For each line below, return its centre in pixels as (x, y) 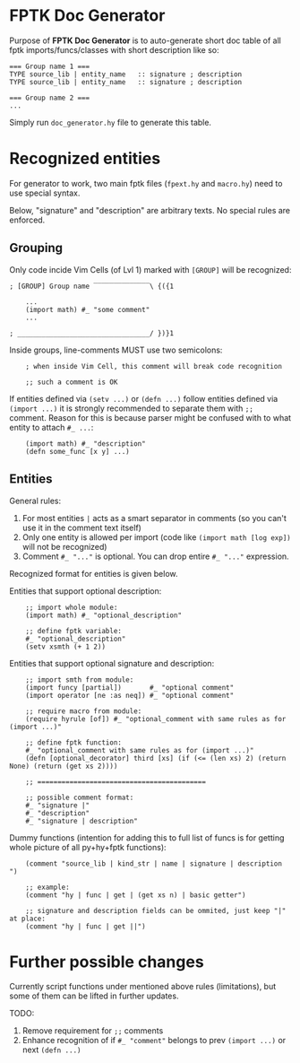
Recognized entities (85, 159)
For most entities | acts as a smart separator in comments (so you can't (154, 518)
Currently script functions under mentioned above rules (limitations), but (143, 987)
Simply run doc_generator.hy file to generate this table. (111, 122)
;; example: (47, 887)
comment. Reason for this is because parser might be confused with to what (150, 417)
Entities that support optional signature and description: (112, 663)
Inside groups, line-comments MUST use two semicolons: (116, 350)
